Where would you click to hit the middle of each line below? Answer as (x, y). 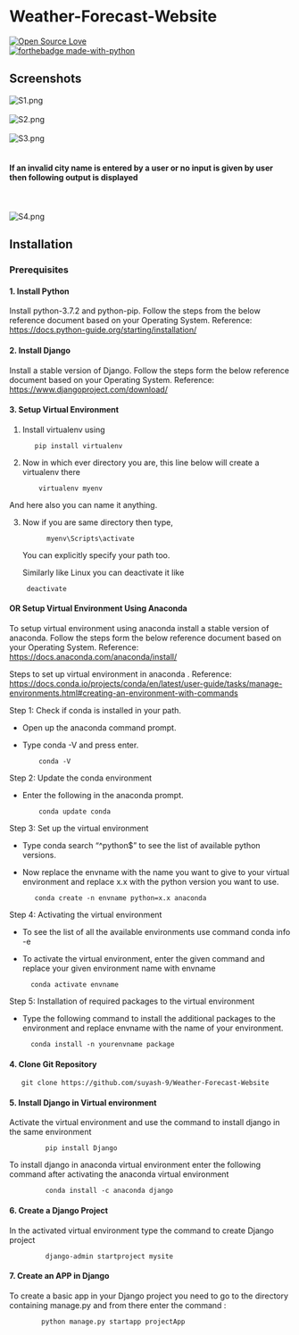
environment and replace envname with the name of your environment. (153, 1028)
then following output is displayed (74, 178)
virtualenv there (51, 471)
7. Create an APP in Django (59, 1276)
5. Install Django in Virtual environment (83, 1102)
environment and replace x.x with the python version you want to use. (150, 882)
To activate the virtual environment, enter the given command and (143, 959)
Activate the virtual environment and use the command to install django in (145, 1122)
